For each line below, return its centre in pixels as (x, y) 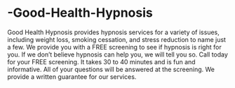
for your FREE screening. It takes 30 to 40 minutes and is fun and (101, 61)
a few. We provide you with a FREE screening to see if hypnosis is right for (115, 47)
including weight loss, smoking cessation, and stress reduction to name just (117, 39)
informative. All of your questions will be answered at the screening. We (111, 69)
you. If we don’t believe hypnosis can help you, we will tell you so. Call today (117, 54)
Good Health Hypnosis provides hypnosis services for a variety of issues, (113, 32)
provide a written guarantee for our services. (72, 76)
